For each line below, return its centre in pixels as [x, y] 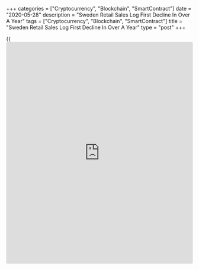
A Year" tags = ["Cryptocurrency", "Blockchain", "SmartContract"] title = [94, 21]
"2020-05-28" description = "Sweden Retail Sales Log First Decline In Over [98, 15]
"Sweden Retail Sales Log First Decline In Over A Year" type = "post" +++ [96, 27]
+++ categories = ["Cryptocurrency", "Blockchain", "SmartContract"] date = [99, 9]
